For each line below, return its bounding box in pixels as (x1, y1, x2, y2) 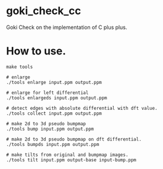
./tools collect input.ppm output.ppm (6, 110, 102, 116)
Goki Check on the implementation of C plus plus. (6, 24, 127, 31)
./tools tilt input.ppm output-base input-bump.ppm (6, 157, 136, 163)
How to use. (6, 44, 66, 58)
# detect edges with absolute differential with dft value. (6, 105, 158, 111)
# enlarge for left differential (6, 90, 89, 96)
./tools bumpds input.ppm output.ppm (6, 141, 100, 147)
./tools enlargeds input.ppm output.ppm (6, 95, 108, 101)
